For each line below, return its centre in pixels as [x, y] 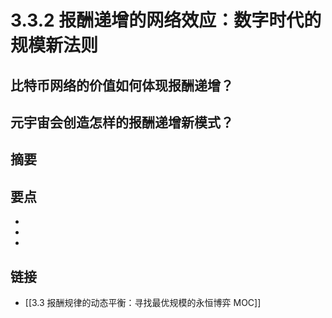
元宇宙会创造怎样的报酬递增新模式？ [122, 122]
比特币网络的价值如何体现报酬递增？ [122, 85]
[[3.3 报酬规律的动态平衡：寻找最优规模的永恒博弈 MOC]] [143, 302]
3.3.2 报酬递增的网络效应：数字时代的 [166, 20]
